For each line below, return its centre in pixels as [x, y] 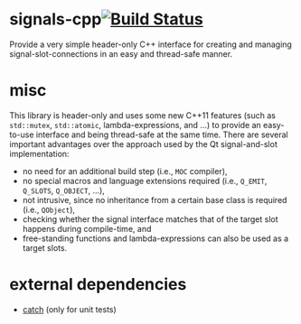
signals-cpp [56, 19]
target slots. [45, 247]
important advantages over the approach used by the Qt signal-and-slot [143, 143]
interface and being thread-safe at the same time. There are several [162, 134]
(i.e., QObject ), [48, 209]
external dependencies [98, 285]
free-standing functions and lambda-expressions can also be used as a [155, 238]
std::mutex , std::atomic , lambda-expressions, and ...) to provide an [136, 125]
